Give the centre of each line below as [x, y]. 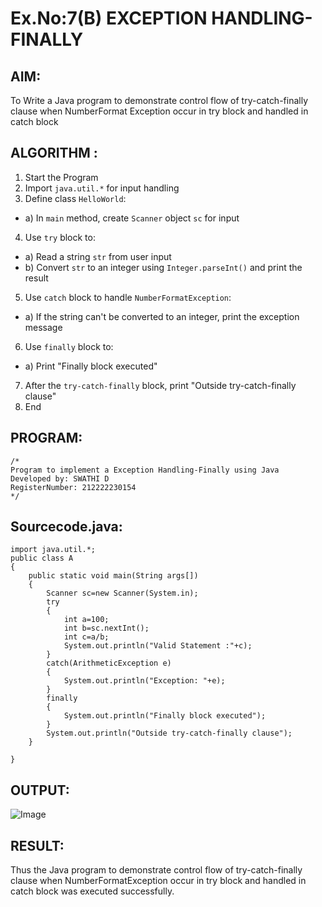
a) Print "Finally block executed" [91, 366]
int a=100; [86, 620]
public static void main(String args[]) [113, 576]
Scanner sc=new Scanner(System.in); [122, 593]
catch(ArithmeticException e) [109, 663]
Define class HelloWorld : [75, 198]
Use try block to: [60, 237]
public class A [42, 558]
